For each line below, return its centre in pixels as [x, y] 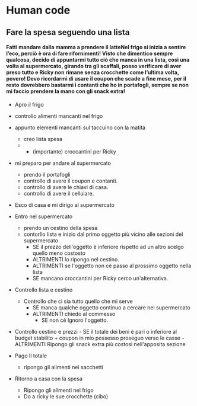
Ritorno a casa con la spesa [49, 378]
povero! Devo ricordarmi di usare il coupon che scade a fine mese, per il [96, 79]
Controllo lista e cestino [44, 290]
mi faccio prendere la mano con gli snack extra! [66, 91]
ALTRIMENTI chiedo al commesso [74, 314]
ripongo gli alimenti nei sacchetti [63, 367]
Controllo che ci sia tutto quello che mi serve [78, 301]
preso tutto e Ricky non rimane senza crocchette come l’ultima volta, [93, 72]
